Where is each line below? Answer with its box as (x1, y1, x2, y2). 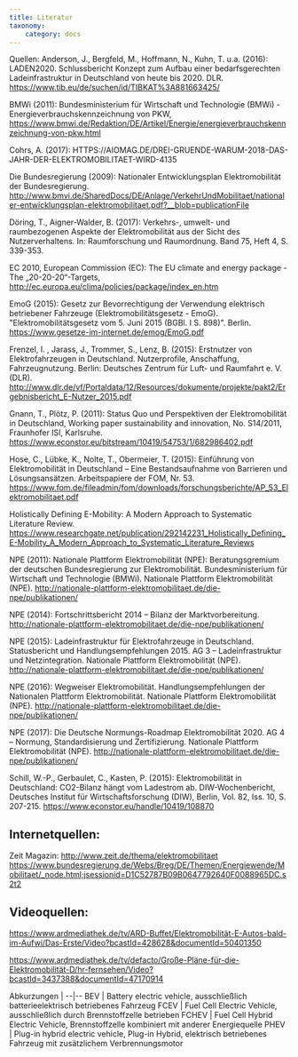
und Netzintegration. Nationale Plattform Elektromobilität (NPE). (9, 655, 241, 666)
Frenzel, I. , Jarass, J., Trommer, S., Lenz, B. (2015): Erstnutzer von (9, 344, 253, 355)
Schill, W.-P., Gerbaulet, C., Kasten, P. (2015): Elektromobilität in (9, 773, 242, 783)
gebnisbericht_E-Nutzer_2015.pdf (9, 392, 132, 402)
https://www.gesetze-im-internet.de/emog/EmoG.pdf (9, 327, 204, 338)
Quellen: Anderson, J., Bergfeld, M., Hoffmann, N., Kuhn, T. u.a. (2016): (9, 54, 269, 65)
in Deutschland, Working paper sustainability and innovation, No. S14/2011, (9, 418, 282, 429)
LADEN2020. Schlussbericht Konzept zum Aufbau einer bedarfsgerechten (9, 63, 281, 74)
